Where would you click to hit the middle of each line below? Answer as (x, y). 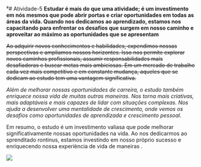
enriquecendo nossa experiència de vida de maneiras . (75, 146)
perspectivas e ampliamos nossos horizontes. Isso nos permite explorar (96, 52)
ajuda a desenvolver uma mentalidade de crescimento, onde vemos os (95, 109)
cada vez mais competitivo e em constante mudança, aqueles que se (92, 71)
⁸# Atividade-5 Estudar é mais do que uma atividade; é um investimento (97, 9)
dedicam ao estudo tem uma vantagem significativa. (72, 78)
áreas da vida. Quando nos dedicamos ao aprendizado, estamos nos (94, 21)
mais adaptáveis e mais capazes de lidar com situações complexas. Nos (97, 102)
